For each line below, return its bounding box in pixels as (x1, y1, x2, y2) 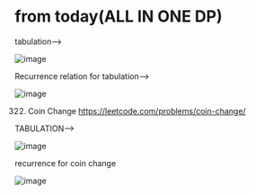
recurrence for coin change (14, 157, 117, 168)
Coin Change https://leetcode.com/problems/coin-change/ (27, 105, 246, 116)
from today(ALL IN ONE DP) (14, 6, 223, 27)
